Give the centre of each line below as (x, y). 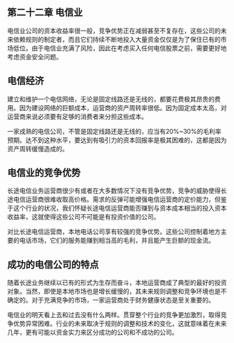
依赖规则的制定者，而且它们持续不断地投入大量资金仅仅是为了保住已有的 (117, 39)
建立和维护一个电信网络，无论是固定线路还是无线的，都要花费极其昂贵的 (111, 99)
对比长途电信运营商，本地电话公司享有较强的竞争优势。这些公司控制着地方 (114, 231)
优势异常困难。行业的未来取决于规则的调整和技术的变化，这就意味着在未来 (120, 323)
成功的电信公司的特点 (53, 265)
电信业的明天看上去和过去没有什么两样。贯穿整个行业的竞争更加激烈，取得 (114, 315)
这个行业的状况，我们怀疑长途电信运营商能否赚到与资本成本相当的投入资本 (120, 208)
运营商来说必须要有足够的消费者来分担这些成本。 (77, 116)
